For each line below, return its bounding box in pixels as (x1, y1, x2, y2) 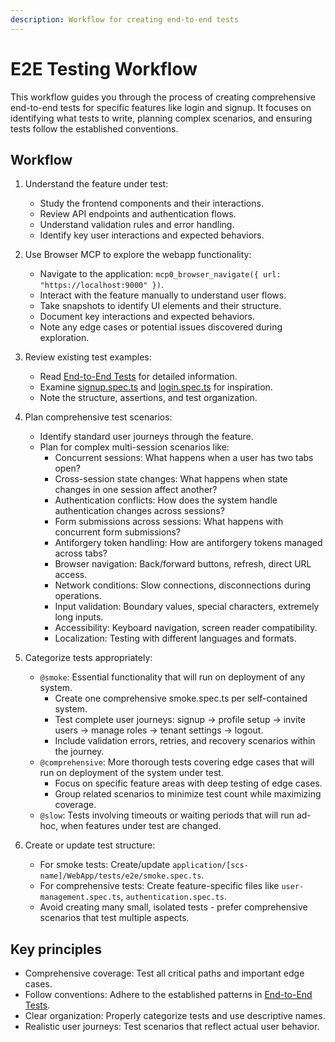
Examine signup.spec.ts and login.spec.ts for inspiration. (39, 381, 273, 393)
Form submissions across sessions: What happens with (54, 516, 284, 528)
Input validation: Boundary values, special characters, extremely (54, 601, 320, 613)
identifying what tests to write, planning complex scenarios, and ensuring (10, 112, 313, 124)
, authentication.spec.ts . (120, 891, 227, 903)
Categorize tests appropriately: (24, 652, 153, 664)
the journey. (54, 746, 105, 758)
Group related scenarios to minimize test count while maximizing (54, 788, 322, 800)
